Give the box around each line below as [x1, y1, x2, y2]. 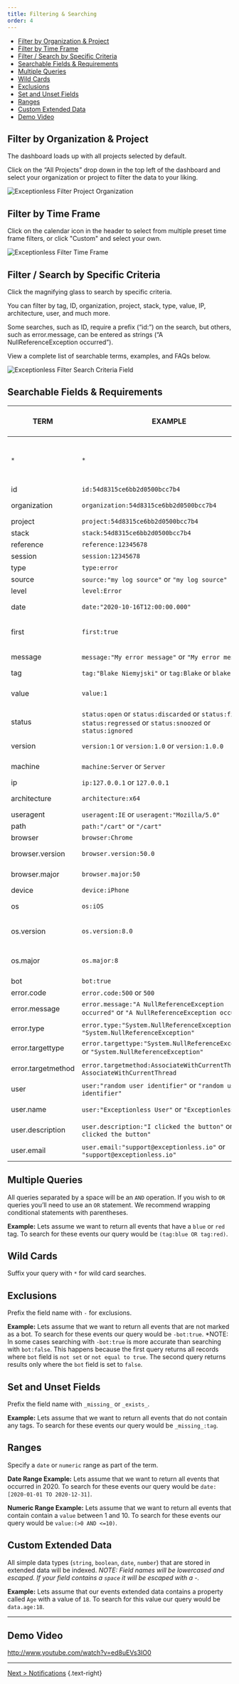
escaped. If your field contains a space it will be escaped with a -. [7, 1573, 200, 1582]
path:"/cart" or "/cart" [81, 821, 162, 831]
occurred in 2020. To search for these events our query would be [7, 1482, 199, 1490]
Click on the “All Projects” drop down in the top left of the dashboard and [7, 165, 221, 175]
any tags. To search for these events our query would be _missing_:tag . [7, 1421, 218, 1430]
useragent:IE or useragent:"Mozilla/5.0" [81, 810, 221, 820]
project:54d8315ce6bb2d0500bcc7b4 [81, 517, 199, 525]
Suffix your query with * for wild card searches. [7, 1269, 147, 1278]
